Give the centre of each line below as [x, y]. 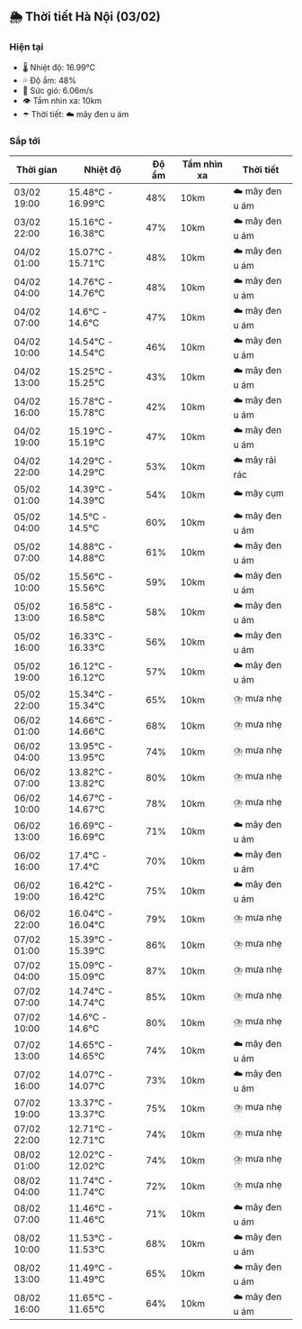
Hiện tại [27, 47]
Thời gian [37, 170]
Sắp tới [25, 141]
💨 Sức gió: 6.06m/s [58, 90]
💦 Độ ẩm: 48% [49, 80]
